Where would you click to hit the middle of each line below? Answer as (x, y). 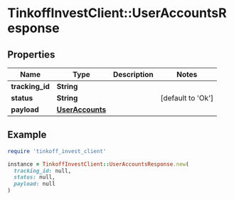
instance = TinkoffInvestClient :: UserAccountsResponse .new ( (99, 164)
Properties (31, 54)
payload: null (34, 184)
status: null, (34, 177)
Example (27, 135)
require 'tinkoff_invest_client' (57, 151)
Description (133, 74)
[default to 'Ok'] (187, 98)
